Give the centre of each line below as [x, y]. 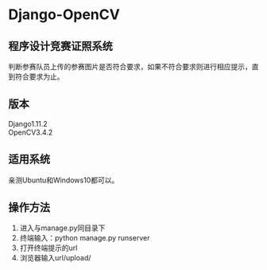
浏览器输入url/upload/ [55, 258]
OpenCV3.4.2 [31, 132]
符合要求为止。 [39, 76]
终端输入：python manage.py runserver [85, 238]
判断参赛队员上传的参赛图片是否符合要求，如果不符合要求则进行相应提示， [130, 67]
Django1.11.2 [28, 123]
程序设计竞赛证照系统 [60, 46]
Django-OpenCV [64, 15]
